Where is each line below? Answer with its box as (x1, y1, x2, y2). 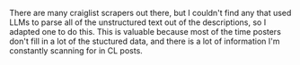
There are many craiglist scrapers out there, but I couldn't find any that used (9, 8, 292, 18)
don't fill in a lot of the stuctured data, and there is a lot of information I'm (9, 36, 280, 46)
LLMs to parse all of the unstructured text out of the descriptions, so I (9, 17, 267, 28)
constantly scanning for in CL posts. (9, 45, 144, 56)
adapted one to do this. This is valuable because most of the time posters (9, 27, 281, 37)
